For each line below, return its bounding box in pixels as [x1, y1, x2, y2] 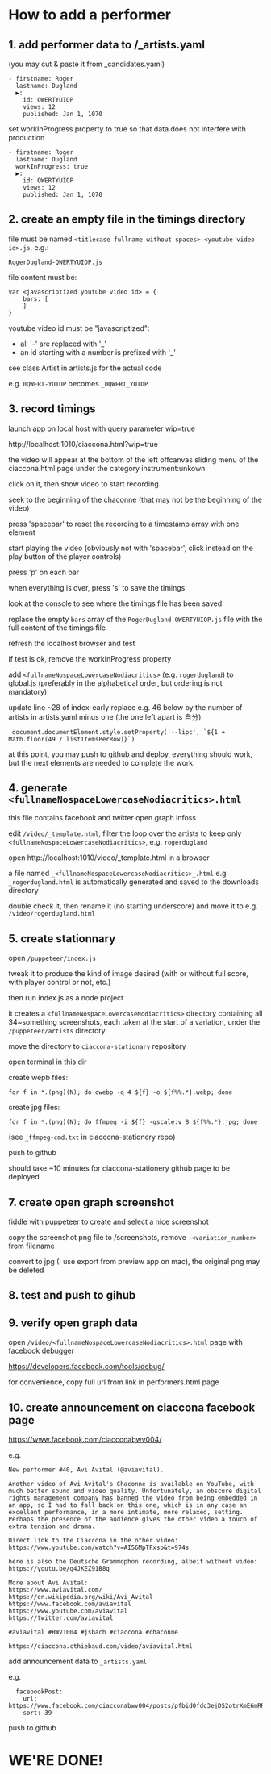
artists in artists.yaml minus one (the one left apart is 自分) [8, 712, 202, 721]
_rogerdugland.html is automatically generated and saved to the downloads [8, 877, 260, 887]
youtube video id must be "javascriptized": [8, 323, 150, 332]
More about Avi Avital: [8, 1579, 89, 1587]
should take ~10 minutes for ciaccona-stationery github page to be [8, 1163, 231, 1173]
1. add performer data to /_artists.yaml [8, 38, 206, 52]
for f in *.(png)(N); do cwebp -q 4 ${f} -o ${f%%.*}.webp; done [8, 1088, 232, 1096]
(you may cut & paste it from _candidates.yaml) [8, 59, 165, 69]
